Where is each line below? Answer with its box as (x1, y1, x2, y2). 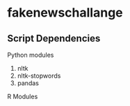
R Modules (7, 92, 38, 100)
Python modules (7, 51, 54, 59)
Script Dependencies (7, 33, 101, 44)
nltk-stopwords (17, 71, 61, 80)
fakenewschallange (7, 5, 123, 21)
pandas (17, 79, 40, 87)
